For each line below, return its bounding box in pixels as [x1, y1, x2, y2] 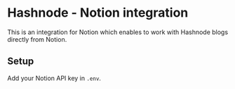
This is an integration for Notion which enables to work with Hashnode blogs [7, 28, 229, 36]
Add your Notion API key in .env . [7, 74, 102, 82]
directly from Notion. [7, 35, 67, 43]
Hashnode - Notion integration [7, 5, 189, 21]
